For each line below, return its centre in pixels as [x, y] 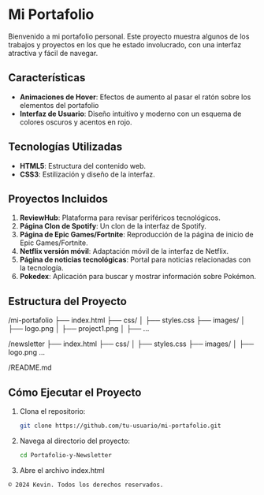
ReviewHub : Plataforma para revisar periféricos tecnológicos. [120, 218]
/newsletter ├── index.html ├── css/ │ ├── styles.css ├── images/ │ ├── [131, 344]
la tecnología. [41, 268]
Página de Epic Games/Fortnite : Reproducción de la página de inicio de [136, 235]
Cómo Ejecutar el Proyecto [75, 392]
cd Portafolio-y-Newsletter [65, 455]
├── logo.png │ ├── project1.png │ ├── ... [79, 329]
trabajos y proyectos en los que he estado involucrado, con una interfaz [125, 44]
